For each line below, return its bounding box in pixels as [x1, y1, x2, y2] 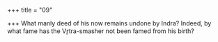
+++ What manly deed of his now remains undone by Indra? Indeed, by [7, 19, 212, 27]
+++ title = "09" [7, 6, 53, 14]
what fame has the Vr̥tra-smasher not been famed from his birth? [7, 27, 195, 35]
